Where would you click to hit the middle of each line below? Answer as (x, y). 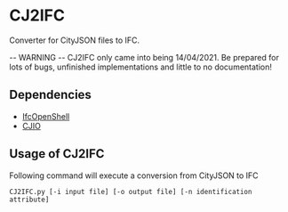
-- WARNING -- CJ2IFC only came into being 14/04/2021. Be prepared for (144, 57)
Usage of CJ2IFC (57, 154)
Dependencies (50, 95)
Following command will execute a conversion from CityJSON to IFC (134, 175)
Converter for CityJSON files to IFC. (75, 40)
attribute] (29, 200)
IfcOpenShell (46, 116)
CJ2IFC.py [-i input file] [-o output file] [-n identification (131, 192)
